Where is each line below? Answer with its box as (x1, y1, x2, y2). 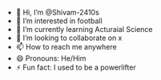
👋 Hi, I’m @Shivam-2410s (15, 8, 100, 17)
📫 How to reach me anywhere (15, 42, 118, 51)
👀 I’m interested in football (15, 16, 103, 26)
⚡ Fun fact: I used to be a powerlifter (15, 62, 136, 72)
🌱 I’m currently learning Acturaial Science (15, 25, 154, 34)
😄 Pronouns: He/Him (15, 54, 87, 63)
